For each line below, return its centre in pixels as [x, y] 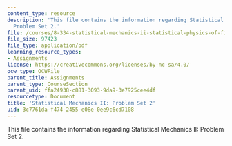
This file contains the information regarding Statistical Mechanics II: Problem [116, 129]
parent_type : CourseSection [48, 84]
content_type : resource [41, 13]
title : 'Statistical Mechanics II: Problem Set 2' [81, 103]
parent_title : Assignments [46, 77]
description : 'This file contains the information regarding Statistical [116, 20]
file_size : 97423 [32, 39]
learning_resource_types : [44, 52]
